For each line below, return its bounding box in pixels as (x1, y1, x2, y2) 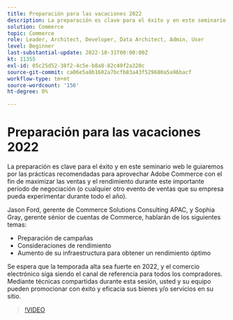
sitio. (7, 292, 22, 300)
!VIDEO (24, 305, 45, 314)
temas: (7, 221, 27, 229)
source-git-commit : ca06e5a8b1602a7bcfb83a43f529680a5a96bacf (7, 68, 192, 75)
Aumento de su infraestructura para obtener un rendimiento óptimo (17, 249, 211, 257)
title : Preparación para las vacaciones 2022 (7, 10, 142, 17)
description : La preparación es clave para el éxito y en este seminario (7, 17, 227, 24)
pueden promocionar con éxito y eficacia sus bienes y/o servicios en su (7, 284, 214, 293)
